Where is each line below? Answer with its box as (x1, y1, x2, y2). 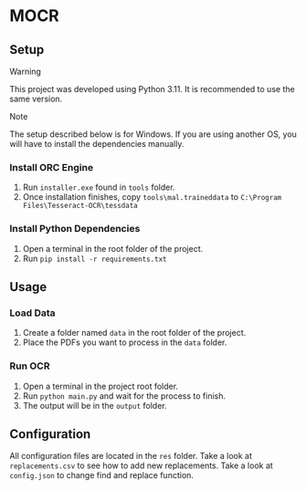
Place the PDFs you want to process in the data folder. (22, 337, 227, 348)
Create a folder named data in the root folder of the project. (22, 328, 247, 339)
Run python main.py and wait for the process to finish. (22, 390, 227, 401)
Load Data (9, 307, 57, 319)
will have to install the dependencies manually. (9, 139, 185, 149)
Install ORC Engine (9, 161, 94, 173)
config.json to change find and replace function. (9, 470, 195, 481)
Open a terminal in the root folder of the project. (22, 243, 204, 254)
